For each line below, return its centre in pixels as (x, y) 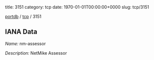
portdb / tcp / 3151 (23, 16)
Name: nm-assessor (26, 43)
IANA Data (21, 32)
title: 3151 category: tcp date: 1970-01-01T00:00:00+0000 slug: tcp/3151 (77, 7)
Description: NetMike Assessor (36, 53)
